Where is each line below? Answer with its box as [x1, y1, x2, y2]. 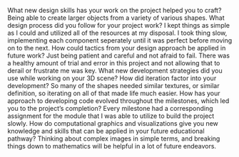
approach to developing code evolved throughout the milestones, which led [7, 97, 230, 105]
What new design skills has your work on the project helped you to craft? [7, 6, 222, 14]
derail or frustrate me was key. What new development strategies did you [7, 67, 223, 75]
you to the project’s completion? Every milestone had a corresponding [7, 104, 213, 112]
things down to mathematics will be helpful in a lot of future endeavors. [7, 142, 216, 150]
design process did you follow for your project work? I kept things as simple [7, 21, 230, 29]
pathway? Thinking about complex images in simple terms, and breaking [7, 134, 220, 143]
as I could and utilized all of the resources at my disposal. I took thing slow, [7, 28, 228, 37]
